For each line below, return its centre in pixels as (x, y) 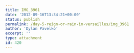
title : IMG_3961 (23, 10)
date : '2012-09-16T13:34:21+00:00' (43, 15)
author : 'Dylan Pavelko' (32, 29)
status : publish (23, 19)
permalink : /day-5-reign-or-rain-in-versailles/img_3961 (67, 24)
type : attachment (24, 38)
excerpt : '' (18, 33)
